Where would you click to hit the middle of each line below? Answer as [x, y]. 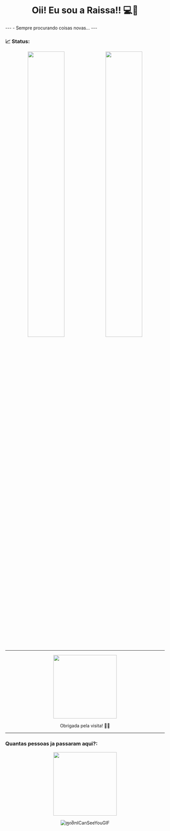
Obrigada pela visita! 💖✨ [85, 726]
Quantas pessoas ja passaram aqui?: [51, 744]
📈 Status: [18, 41]
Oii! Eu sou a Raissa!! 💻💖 [85, 10]
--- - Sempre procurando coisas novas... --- [51, 28]
